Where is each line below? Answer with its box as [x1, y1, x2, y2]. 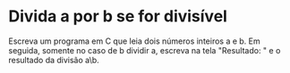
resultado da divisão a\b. [8, 54, 99, 65]
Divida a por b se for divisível [8, 6, 227, 27]
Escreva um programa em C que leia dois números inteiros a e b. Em [8, 36, 260, 46]
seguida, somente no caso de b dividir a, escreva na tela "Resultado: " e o [8, 45, 281, 55]
